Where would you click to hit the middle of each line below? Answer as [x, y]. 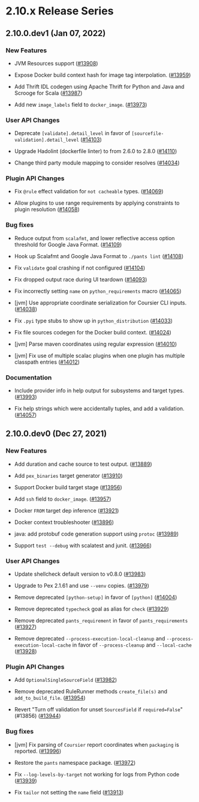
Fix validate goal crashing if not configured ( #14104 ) [80, 268]
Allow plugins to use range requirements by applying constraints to [97, 203]
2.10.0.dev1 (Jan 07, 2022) [56, 33]
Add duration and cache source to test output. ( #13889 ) [83, 464]
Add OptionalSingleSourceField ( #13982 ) [66, 680]
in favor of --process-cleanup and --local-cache [132, 645]
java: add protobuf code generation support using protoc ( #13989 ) [97, 534]
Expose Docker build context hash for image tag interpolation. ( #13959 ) [102, 75]
